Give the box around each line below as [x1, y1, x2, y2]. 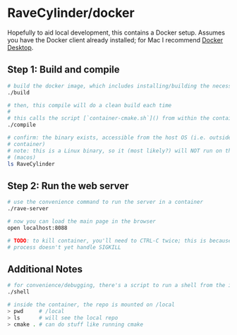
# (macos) [7, 154, 37, 161]
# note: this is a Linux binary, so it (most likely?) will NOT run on [7, 147, 222, 154]
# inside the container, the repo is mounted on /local [7, 301, 175, 308]
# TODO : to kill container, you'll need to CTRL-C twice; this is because [7, 237, 232, 244]
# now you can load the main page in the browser [7, 217, 157, 225]
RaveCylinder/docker [7, 5, 135, 21]
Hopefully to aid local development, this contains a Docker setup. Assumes [7, 28, 226, 37]
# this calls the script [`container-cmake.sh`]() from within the [7, 115, 210, 122]
